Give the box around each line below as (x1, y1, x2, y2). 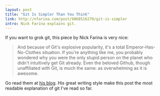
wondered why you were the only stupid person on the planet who (17, 55, 153, 61)
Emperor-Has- (126, 44, 156, 50)
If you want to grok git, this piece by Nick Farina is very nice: (5, 35, 129, 41)
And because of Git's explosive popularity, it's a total (17, 44, 125, 50)
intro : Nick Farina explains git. (5, 21, 77, 26)
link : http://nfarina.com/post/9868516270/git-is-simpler (5, 16, 127, 21)
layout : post (5, 7, 32, 12)
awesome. (17, 70, 39, 77)
